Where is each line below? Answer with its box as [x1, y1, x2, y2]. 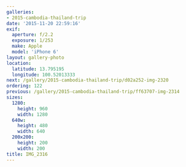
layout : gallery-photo [6, 54, 64, 61]
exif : [6, 26, 20, 32]
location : [6, 60, 32, 66]
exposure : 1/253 [12, 37, 53, 43]
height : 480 [17, 123, 48, 129]
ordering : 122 [6, 83, 43, 89]
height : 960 [17, 105, 48, 112]
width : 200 [17, 145, 45, 152]
